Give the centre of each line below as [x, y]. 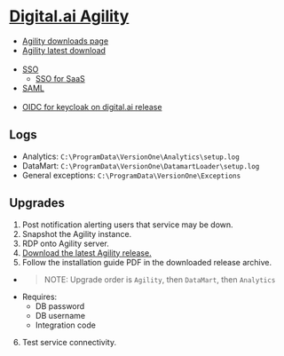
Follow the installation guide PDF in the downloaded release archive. [147, 262]
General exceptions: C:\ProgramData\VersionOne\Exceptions [131, 175]
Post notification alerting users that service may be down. [127, 225]
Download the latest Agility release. [87, 253]
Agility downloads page [65, 41]
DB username [60, 315]
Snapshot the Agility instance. [77, 233]
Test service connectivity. [69, 342]
